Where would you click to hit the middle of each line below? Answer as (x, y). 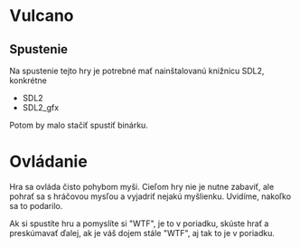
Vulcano (42, 16)
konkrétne (28, 81)
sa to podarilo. (36, 205)
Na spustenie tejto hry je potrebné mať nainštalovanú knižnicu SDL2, (137, 71)
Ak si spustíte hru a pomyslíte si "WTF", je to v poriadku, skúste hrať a (139, 223)
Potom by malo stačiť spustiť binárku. (79, 125)
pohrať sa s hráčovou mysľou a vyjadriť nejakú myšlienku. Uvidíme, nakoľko (150, 196)
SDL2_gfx (41, 108)
